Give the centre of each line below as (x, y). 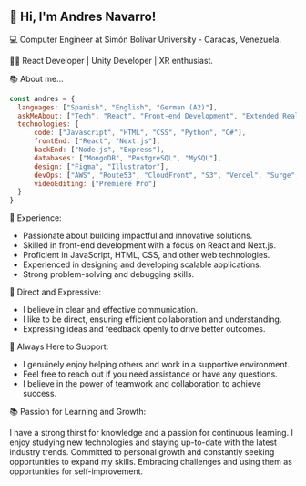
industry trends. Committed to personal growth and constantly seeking (142, 452)
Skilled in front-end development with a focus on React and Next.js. (149, 245)
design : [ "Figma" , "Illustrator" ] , (101, 166)
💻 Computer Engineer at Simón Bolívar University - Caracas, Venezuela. (146, 39)
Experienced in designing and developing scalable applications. (142, 264)
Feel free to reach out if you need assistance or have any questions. (150, 374)
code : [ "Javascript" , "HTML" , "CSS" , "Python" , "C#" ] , (140, 133)
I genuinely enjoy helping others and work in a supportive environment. (156, 365)
